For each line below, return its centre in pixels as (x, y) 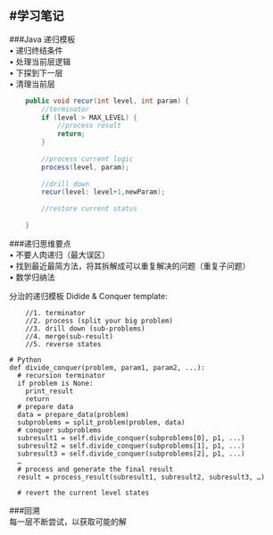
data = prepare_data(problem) (73, 414)
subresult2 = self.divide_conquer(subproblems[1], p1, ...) (131, 446)
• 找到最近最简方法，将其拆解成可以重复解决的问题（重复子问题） (130, 265)
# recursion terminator (61, 375)
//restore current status (90, 209)
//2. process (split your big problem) (99, 321)
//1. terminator (56, 313)
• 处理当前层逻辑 (40, 62)
